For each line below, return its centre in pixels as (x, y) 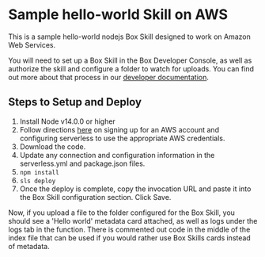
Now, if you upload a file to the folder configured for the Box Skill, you (122, 213)
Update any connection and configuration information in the (117, 155)
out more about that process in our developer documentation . (109, 77)
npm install (39, 172)
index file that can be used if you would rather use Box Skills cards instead (129, 238)
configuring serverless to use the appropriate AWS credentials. (122, 138)
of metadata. (29, 246)
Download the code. (53, 146)
